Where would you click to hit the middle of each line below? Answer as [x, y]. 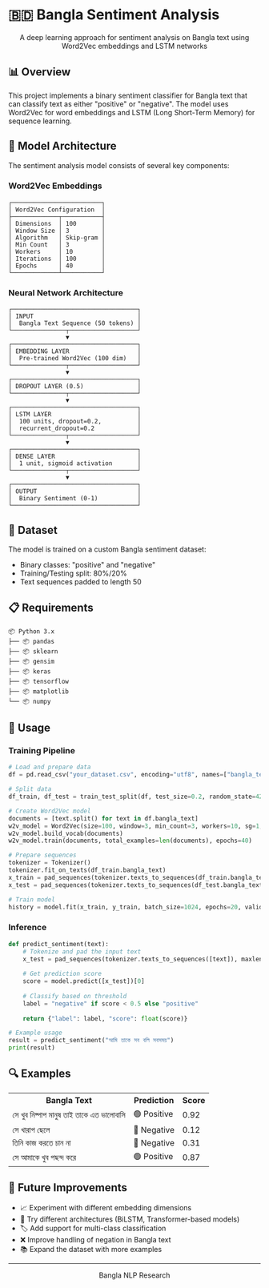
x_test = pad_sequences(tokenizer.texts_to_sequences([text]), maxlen [143, 959]
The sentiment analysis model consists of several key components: [119, 165]
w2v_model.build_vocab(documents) [66, 833]
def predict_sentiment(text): [59, 944]
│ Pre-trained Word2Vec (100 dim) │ [75, 359]
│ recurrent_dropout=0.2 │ [75, 429]
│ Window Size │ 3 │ [57, 231]
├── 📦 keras [30, 671]
